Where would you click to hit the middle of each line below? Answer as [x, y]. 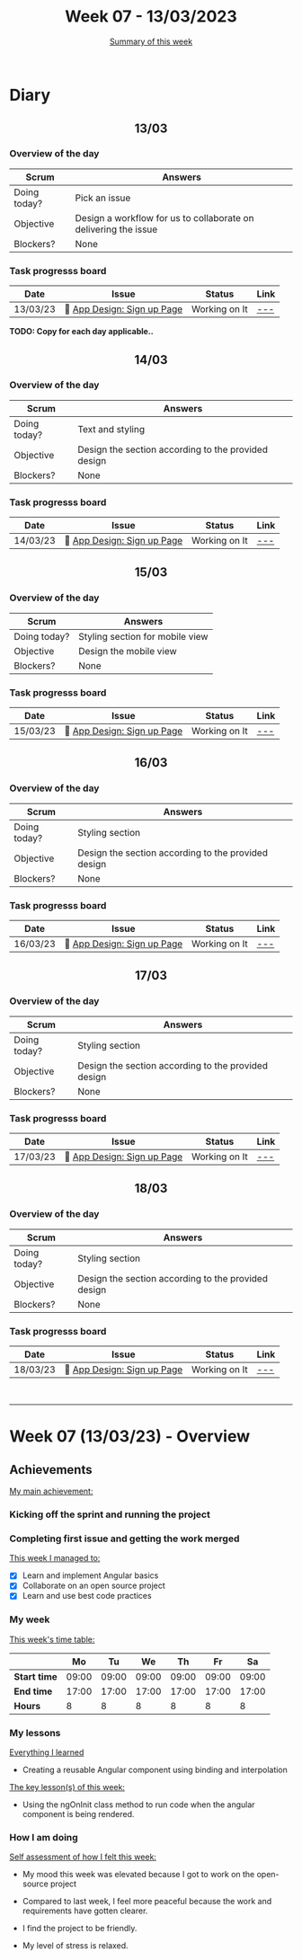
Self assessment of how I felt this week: [83, 1857]
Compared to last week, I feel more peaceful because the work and [147, 1902]
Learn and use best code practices [87, 1596]
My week [30, 1619]
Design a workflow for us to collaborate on [164, 217]
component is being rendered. [78, 1814]
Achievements [51, 1470]
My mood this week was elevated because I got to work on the [138, 1875]
